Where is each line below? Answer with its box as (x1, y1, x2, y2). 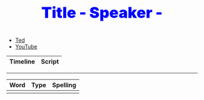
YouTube (15, 43, 38, 50)
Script (41, 58, 59, 65)
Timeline (9, 58, 35, 65)
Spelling (52, 81, 76, 89)
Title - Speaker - (41, 3, 163, 22)
